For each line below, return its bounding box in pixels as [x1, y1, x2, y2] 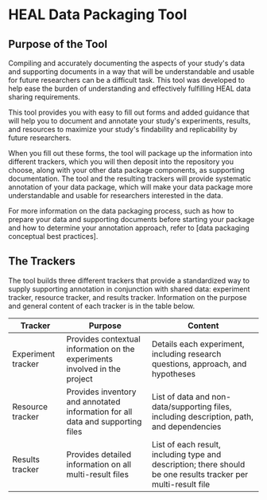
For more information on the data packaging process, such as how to [8, 206, 234, 216]
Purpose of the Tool [8, 37, 108, 51]
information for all [66, 406, 133, 417]
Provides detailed [66, 448, 132, 459]
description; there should [151, 459, 246, 470]
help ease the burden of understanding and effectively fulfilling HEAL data [8, 84, 251, 93]
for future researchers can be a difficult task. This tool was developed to [8, 76, 245, 84]
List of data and [151, 391, 211, 402]
